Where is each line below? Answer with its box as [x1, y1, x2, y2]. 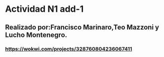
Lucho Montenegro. [5, 30, 68, 39]
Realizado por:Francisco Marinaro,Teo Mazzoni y [5, 23, 160, 31]
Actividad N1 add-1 [5, 3, 84, 15]
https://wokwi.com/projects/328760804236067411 [5, 45, 132, 52]
